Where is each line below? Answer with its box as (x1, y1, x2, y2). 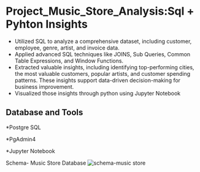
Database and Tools (6, 107, 83, 118)
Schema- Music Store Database (6, 159, 87, 166)
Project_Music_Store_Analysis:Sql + (6, 4, 194, 18)
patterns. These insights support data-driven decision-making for (14, 77, 181, 84)
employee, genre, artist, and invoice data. (14, 44, 120, 51)
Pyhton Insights (6, 17, 88, 31)
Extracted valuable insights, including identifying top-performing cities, (14, 63, 194, 71)
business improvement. (14, 83, 74, 90)
